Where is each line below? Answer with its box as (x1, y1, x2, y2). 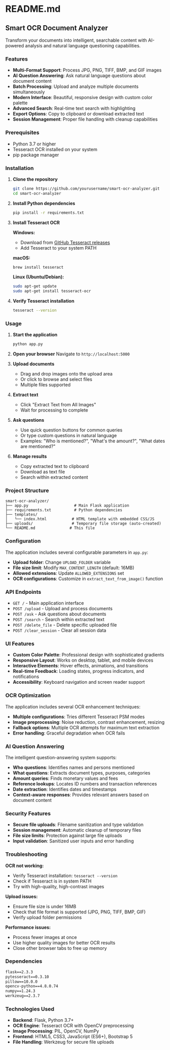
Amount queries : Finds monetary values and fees (12, 775, 118, 781)
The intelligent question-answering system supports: (5, 754, 117, 760)
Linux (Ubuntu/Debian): (12, 274, 64, 280)
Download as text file (20, 468, 65, 475)
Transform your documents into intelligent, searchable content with (5, 37, 147, 43)
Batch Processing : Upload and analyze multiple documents (12, 83, 139, 90)
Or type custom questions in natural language (20, 433, 117, 439)
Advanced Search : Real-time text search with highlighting (12, 105, 136, 111)
